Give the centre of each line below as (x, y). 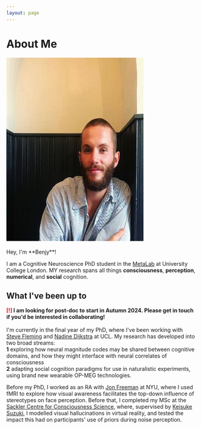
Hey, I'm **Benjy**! (31, 252)
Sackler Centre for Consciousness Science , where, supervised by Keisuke (99, 407)
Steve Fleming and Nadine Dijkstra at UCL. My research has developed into (100, 337)
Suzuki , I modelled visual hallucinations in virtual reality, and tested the (95, 413)
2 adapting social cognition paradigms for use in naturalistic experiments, (98, 369)
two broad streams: (31, 343)
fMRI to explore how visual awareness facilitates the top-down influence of (100, 394)
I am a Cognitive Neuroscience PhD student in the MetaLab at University (97, 263)
